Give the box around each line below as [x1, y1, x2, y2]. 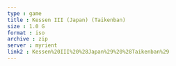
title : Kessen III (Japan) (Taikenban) [7, 16, 127, 23]
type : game [7, 10, 42, 17]
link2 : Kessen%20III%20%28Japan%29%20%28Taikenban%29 [7, 49, 170, 56]
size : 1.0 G [7, 23, 45, 30]
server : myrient [7, 42, 58, 49]
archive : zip [7, 36, 49, 43]
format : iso [7, 29, 45, 36]
